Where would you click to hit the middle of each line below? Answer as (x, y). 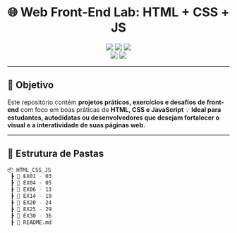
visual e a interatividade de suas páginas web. (77, 125)
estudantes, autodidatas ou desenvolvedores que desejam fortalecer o (114, 118)
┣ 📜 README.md (31, 222)
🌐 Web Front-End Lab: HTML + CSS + (119, 12)
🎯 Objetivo (31, 85)
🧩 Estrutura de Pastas (56, 154)
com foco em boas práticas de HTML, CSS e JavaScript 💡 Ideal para (121, 109)
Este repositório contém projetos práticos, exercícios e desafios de (107, 102)
